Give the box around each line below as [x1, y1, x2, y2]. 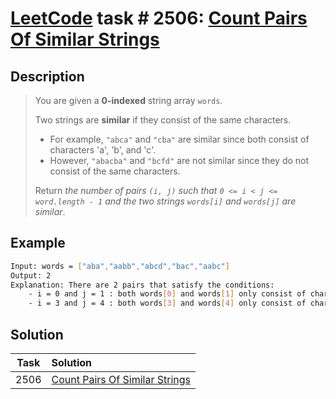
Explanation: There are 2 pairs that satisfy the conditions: [10, 280, 275, 290]
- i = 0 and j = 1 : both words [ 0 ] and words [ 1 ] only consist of [28, 289, 307, 299]
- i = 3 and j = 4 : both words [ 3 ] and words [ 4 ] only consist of [28, 298, 307, 309]
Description [10, 68, 85, 85]
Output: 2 [10, 270, 52, 281]
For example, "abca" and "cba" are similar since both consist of [49, 133, 310, 145]
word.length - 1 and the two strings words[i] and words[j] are [34, 195, 297, 207]
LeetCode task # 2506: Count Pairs [10, 7, 308, 30]
